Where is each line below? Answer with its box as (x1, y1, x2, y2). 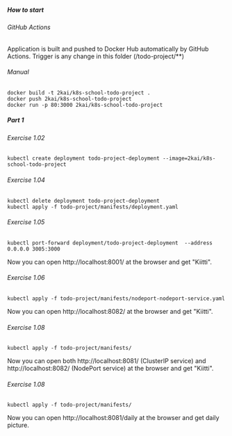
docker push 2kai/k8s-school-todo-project (7, 95, 132, 102)
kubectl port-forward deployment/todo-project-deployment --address (7, 240, 213, 246)
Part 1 (7, 116, 24, 124)
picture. (7, 421, 30, 430)
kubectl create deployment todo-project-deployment (7, 155, 160, 162)
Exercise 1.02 (7, 133, 45, 142)
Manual (7, 68, 29, 76)
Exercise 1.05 (7, 218, 45, 226)
